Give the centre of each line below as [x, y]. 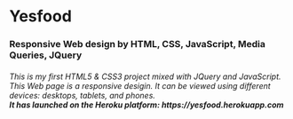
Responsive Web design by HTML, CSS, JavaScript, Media [138, 44]
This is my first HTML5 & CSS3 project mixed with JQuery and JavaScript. [145, 76]
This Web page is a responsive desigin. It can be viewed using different [140, 85]
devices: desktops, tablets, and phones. [82, 95]
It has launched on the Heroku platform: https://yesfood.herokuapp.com [146, 105]
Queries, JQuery [46, 55]
